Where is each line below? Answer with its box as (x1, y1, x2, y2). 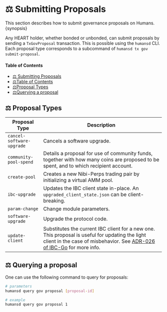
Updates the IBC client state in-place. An (43, 184, 139, 191)
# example (5, 298, 26, 303)
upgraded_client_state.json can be (43, 191, 127, 198)
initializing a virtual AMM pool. (43, 176, 113, 183)
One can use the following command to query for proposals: (5, 274, 128, 280)
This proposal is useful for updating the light (43, 231, 146, 238)
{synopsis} (5, 25, 27, 31)
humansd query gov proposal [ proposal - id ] (5, 288, 94, 294)
